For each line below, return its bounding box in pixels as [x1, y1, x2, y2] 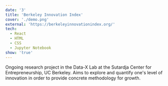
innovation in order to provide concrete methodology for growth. [5, 75, 141, 81]
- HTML [10, 36, 24, 41]
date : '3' [5, 7, 27, 13]
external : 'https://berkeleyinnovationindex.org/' [5, 21, 115, 27]
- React [10, 31, 27, 36]
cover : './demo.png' [5, 17, 50, 22]
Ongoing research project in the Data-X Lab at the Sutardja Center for [5, 64, 152, 70]
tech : [5, 26, 17, 32]
